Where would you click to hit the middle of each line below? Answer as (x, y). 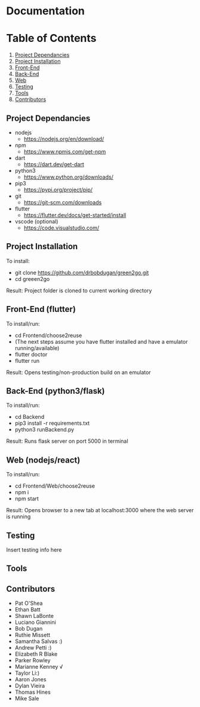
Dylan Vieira (30, 686)
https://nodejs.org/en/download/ (64, 139)
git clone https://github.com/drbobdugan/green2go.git (82, 273)
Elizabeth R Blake (36, 654)
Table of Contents (51, 39)
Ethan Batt (27, 610)
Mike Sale (27, 699)
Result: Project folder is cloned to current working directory (79, 290)
